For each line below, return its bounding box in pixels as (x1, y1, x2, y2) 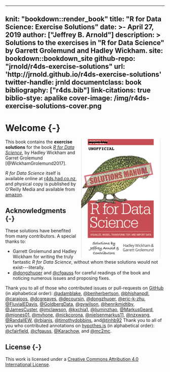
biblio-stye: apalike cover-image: (5, 94, 113, 103)
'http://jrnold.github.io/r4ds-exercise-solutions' (5, 70, 162, 79)
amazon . (5, 192, 24, 198)
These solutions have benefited (5, 228, 71, 234)
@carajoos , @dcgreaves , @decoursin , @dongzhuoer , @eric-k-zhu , (5, 296, 146, 302)
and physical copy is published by (5, 181, 76, 187)
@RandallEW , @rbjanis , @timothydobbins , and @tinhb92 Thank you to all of (5, 317, 162, 323)
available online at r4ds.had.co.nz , (5, 176, 77, 182)
